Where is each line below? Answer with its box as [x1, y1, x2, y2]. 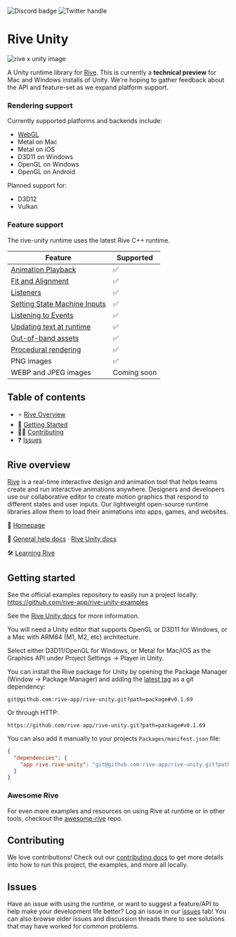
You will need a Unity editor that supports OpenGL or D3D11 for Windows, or [7, 625, 228, 633]
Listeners [11, 287, 42, 297]
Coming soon [112, 367, 157, 377]
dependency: [7, 682, 46, 691]
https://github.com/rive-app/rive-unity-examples [7, 598, 149, 606]
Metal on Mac [17, 138, 58, 146]
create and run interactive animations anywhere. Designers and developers [7, 485, 225, 494]
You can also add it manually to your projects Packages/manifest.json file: [7, 734, 221, 742]
